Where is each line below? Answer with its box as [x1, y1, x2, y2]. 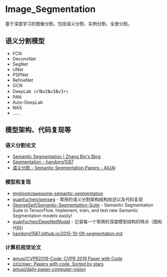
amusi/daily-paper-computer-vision [12, 266, 86, 272]
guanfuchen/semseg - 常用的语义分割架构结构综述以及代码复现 [12, 196, 143, 202]
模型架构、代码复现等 [5, 126, 71, 134]
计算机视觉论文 [5, 244, 41, 251]
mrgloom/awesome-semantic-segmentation [12, 190, 103, 196]
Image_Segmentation [5, 4, 96, 15]
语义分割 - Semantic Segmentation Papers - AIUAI [12, 165, 116, 171]
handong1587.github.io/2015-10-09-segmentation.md [12, 230, 123, 236]
